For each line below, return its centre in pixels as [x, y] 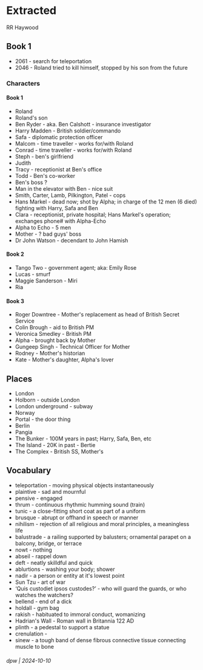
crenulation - [31, 634]
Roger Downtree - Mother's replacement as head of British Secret [97, 315]
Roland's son [31, 118]
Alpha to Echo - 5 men [43, 227]
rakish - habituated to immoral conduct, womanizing [80, 614]
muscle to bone [35, 646]
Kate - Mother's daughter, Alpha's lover [64, 360]
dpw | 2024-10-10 [29, 660]
